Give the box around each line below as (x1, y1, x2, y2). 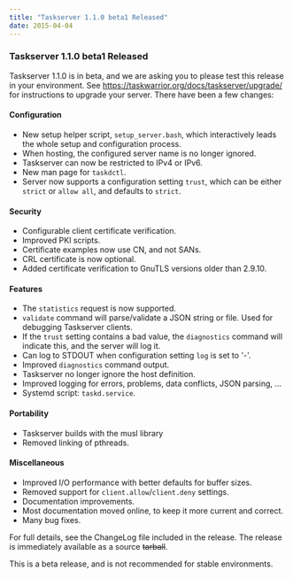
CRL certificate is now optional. (21, 254, 137, 265)
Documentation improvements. (21, 496, 135, 506)
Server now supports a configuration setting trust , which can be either (21, 176, 282, 187)
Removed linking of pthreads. (21, 437, 130, 448)
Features (9, 283, 42, 294)
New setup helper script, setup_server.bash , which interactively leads (21, 129, 277, 140)
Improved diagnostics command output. (21, 359, 170, 370)
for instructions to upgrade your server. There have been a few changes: (9, 89, 274, 100)
